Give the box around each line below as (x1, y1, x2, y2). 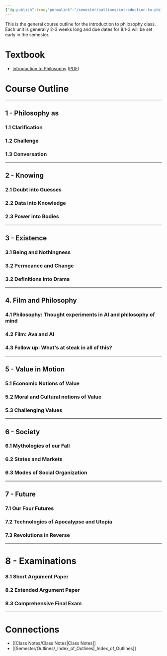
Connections (5, 624, 60, 635)
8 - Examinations (5, 555, 77, 567)
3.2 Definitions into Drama (5, 275, 70, 282)
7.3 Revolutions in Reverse (5, 531, 71, 538)
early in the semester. (5, 31, 50, 37)
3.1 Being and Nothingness (5, 249, 71, 256)
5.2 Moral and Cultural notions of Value (5, 393, 102, 400)
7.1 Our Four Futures (5, 505, 54, 511)
